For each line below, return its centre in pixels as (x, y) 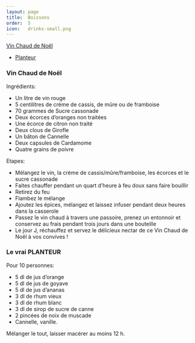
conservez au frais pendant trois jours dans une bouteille (85, 224)
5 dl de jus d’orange (39, 277)
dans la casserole (37, 211)
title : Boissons (28, 17)
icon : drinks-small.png (39, 29)
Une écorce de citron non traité (54, 124)
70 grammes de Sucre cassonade (57, 111)
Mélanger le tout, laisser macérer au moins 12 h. (66, 333)
